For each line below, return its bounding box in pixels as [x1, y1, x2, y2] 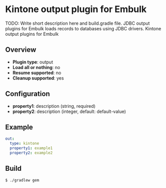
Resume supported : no [12, 70, 61, 76]
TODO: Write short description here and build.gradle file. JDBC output [5, 20, 150, 26]
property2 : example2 [10, 150, 53, 155]
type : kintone [10, 141, 39, 146]
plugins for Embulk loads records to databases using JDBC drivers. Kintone [5, 25, 161, 31]
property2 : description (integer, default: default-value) [12, 108, 126, 114]
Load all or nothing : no [12, 64, 60, 70]
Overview [5, 45, 37, 54]
